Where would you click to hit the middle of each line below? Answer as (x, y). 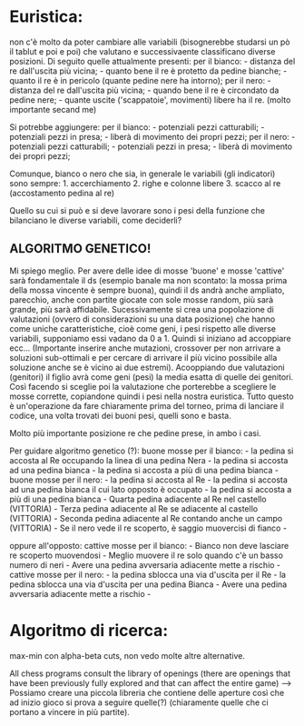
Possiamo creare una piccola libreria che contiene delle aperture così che (147, 692)
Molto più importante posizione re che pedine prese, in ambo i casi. (135, 433)
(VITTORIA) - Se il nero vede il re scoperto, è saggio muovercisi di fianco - (148, 528)
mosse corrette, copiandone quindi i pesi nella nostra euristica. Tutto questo (152, 396)
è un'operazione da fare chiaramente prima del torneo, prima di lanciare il (147, 405)
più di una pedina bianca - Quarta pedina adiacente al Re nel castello (138, 499)
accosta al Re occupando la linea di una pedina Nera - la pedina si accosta (149, 460)
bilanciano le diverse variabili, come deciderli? (96, 220)
